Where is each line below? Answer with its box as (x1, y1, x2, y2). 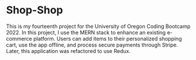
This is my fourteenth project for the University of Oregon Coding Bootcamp (6, 23, 191, 30)
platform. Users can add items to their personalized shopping (33, 35, 182, 42)
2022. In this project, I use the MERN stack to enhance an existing (6, 29, 166, 36)
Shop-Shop (6, 3, 64, 17)
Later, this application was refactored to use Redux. (6, 47, 131, 54)
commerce (6, 35, 32, 42)
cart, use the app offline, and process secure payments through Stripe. (6, 41, 178, 48)
